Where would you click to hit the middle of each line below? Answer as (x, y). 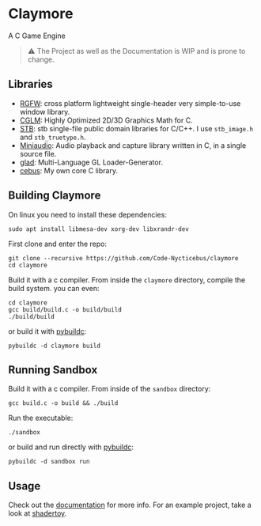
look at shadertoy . (38, 513)
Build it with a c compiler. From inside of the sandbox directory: (110, 389)
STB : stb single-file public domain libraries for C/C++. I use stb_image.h (136, 128)
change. (41, 59)
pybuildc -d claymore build (55, 346)
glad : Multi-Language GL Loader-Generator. (91, 162)
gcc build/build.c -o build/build (65, 309)
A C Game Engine (37, 36)
